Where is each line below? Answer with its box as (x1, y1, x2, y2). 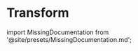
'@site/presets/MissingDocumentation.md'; (6, 35, 132, 43)
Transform (6, 5, 69, 21)
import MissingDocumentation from (6, 28, 109, 36)
